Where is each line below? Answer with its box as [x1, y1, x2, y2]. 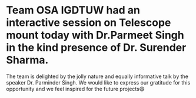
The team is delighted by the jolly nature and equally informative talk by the [6, 73, 188, 80]
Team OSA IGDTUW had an [6, 4, 140, 17]
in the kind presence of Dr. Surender [6, 41, 187, 55]
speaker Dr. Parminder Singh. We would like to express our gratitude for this [6, 79, 191, 86]
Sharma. [6, 53, 49, 67]
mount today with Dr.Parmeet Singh [6, 29, 184, 42]
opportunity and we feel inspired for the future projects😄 [6, 85, 145, 92]
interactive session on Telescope [6, 16, 171, 29]
